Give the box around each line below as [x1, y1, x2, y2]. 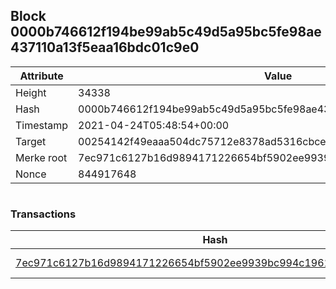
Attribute [19, 69, 64, 83]
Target [15, 134, 47, 148]
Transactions [10, 207, 77, 221]
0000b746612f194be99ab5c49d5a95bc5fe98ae [10, 24, 322, 41]
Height [15, 85, 47, 99]
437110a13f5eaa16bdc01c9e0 [10, 39, 200, 56]
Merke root [15, 150, 68, 164]
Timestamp [15, 118, 69, 132]
